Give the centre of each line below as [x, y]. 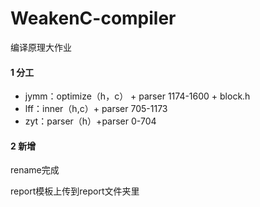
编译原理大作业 [41, 47]
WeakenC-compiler [93, 18]
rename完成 [35, 170]
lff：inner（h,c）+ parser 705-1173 [96, 109]
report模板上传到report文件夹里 [75, 191]
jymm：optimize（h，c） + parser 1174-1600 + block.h [137, 96]
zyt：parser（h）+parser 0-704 [90, 121]
